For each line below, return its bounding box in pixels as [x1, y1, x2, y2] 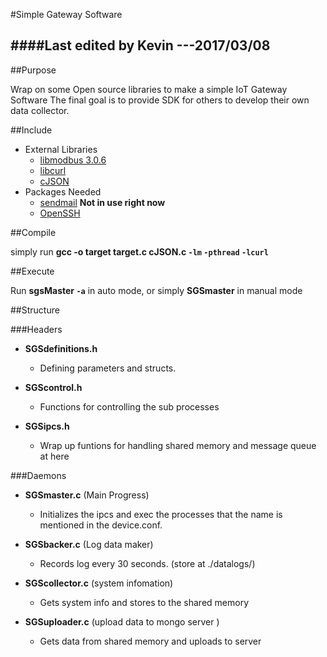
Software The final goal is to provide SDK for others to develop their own [10, 94, 310, 106]
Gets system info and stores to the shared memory [39, 596, 250, 608]
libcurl [39, 164, 67, 176]
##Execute [10, 265, 55, 277]
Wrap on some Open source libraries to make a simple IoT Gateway [10, 83, 288, 95]
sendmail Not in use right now [39, 196, 166, 208]
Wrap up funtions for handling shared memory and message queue [39, 439, 317, 451]
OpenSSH [39, 207, 81, 219]
